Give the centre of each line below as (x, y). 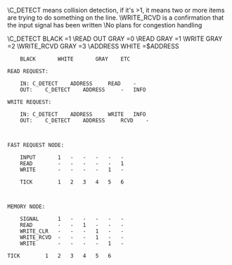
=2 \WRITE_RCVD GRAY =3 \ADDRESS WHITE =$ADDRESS (93, 46)
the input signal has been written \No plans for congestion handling (105, 25)
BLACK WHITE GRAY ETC (75, 59)
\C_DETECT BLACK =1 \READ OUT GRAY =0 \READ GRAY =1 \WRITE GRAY (115, 39)
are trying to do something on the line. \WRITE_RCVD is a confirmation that (116, 18)
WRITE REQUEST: (30, 102)
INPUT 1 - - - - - (72, 157)
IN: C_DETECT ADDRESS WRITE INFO (83, 115)
